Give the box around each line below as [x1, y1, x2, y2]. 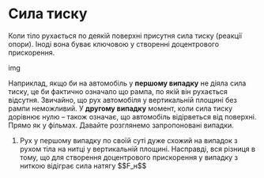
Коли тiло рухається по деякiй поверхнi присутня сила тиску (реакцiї [8, 31, 243, 40]
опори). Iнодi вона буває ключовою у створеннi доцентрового [8, 39, 220, 48]
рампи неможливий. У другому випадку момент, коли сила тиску [8, 104, 233, 113]
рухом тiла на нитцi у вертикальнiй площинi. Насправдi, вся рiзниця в [19, 144, 255, 153]
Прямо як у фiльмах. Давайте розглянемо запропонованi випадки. [8, 120, 235, 130]
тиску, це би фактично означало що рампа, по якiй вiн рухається [8, 86, 228, 96]
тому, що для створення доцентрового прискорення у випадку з [19, 152, 239, 162]
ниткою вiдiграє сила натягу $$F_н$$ [19, 161, 147, 170]
